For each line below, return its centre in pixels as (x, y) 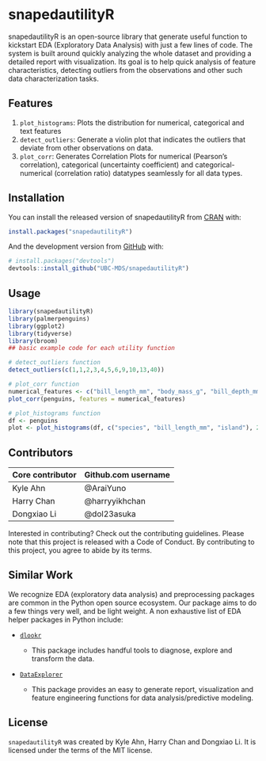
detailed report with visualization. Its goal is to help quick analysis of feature (132, 62)
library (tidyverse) (40, 333)
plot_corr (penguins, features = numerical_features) (97, 399)
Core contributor (44, 475)
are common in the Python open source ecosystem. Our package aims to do (133, 603)
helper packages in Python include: (66, 619)
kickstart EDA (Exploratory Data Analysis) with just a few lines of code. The (131, 44)
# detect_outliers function (55, 363)
